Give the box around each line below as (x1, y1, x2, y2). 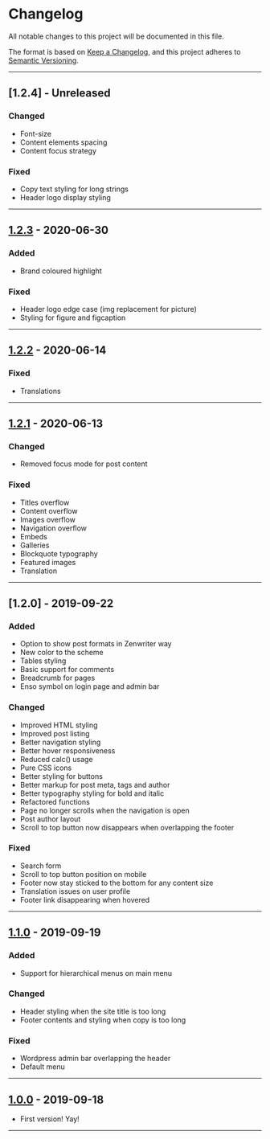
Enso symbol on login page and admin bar (19, 682, 160, 691)
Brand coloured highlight (19, 266, 102, 276)
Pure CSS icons (19, 763, 72, 772)
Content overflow (19, 506, 78, 515)
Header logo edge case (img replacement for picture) (19, 304, 197, 313)
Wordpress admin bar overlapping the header (19, 1054, 171, 1063)
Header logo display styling (19, 192, 111, 202)
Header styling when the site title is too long (19, 1006, 166, 1016)
